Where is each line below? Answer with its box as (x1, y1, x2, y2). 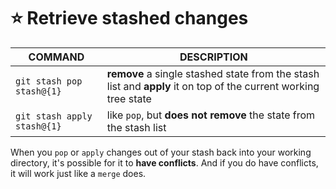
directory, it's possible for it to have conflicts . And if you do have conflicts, (10, 156, 319, 169)
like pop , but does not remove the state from (106, 108, 316, 122)
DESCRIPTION (179, 50, 248, 64)
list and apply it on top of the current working (106, 79, 320, 93)
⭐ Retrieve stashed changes (10, 7, 249, 30)
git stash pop (15, 75, 83, 87)
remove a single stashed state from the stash (106, 66, 320, 80)
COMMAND (28, 50, 85, 64)
